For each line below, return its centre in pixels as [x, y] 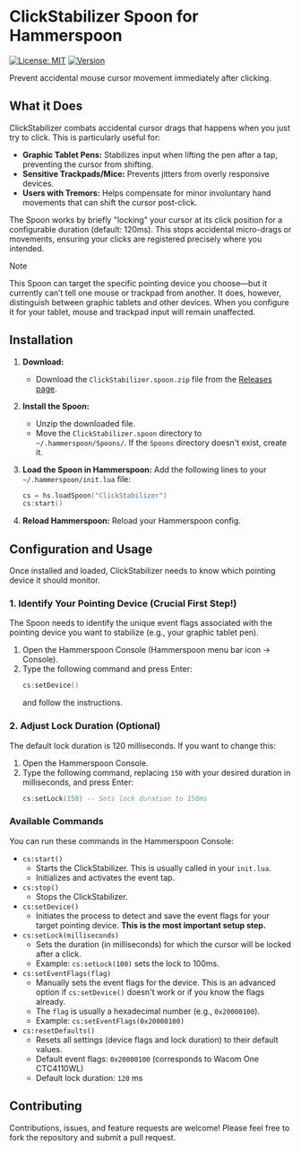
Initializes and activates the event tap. [105, 877]
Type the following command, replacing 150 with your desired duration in [156, 772]
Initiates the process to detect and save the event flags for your [153, 915]
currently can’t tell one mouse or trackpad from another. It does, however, [146, 293]
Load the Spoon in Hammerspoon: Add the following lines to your [144, 470]
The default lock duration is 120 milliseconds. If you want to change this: [142, 745]
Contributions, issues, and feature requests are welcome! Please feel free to [150, 1128]
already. [50, 1001]
